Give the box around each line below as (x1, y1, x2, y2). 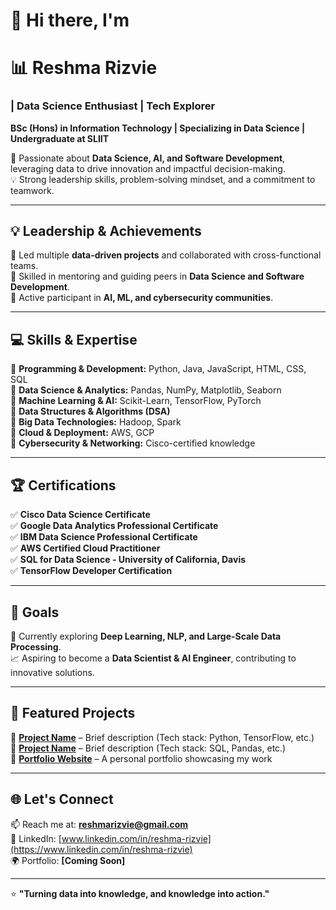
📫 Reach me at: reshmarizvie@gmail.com (10, 818, 189, 830)
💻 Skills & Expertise (10, 331, 138, 348)
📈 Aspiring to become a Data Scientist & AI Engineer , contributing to (10, 652, 297, 664)
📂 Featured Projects (10, 705, 136, 722)
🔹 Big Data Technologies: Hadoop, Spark (10, 416, 182, 428)
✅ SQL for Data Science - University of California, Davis (10, 554, 247, 566)
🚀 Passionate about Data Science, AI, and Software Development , (10, 152, 286, 164)
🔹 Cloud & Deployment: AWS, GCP (10, 427, 155, 439)
